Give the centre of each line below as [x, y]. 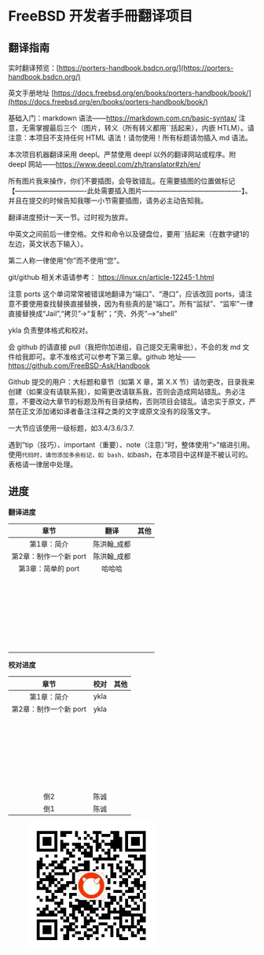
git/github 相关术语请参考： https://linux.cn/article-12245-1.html [111, 277]
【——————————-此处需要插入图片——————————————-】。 [130, 191]
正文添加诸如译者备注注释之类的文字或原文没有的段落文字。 [118, 411]
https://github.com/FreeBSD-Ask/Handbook [79, 365]
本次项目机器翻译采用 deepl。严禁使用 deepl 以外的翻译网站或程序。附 [122, 154]
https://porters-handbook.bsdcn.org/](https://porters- [146, 68]
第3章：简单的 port [49, 569]
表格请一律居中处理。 [42, 464]
